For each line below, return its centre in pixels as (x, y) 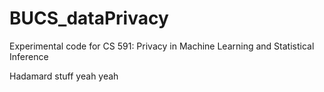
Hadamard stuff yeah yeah (64, 76)
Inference (29, 56)
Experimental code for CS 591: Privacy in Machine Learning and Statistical (162, 46)
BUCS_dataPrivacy (89, 18)
